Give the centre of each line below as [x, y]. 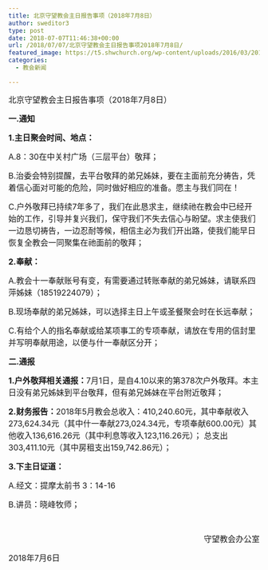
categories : [28, 61]
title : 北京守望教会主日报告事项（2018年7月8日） [82, 16]
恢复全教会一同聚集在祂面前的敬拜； [77, 242]
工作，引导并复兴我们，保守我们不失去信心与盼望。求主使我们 [140, 218]
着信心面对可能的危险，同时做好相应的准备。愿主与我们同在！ [124, 187]
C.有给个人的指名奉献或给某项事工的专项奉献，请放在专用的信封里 [132, 330]
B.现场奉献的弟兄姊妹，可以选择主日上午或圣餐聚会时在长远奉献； [132, 311]
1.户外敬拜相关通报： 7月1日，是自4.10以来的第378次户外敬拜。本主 [134, 381]
